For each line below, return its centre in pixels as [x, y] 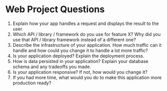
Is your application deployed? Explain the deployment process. [78, 56]
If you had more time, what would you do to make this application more [87, 77]
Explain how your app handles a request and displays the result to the [86, 23]
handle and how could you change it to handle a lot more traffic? [80, 50]
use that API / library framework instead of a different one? [74, 40]
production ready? [32, 83]
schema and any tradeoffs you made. [52, 67]
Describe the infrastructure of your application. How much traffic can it [87, 45]
